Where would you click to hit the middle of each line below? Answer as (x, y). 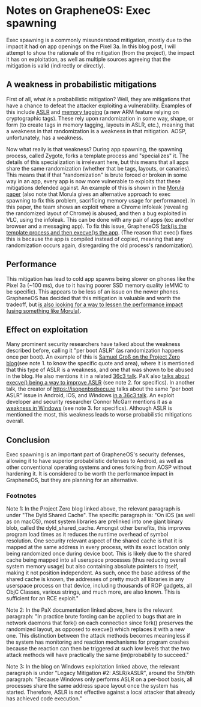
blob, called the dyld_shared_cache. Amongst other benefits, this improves (98, 528)
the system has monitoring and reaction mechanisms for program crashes (97, 642)
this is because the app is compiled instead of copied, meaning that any (95, 239)
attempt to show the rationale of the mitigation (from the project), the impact (100, 52)
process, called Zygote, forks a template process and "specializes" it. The (97, 156)
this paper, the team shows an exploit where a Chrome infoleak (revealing (97, 207)
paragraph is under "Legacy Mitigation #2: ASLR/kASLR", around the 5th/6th (100, 673)
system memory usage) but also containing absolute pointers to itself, (92, 567)
